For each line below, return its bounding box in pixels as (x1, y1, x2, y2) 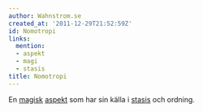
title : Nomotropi (8, 72, 67, 80)
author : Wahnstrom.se (8, 11, 82, 20)
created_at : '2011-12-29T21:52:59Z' (8, 19, 132, 28)
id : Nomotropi (8, 27, 57, 35)
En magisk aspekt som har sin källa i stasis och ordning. (8, 94, 195, 104)
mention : (15, 42, 45, 50)
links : (8, 34, 31, 43)
